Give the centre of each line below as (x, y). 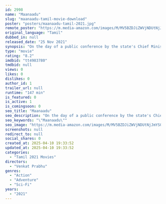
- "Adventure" (24, 180)
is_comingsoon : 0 (23, 106)
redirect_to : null (24, 134)
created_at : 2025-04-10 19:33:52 (40, 143)
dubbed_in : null (22, 38)
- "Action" (21, 176)
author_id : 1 (19, 83)
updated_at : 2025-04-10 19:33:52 (40, 148)
